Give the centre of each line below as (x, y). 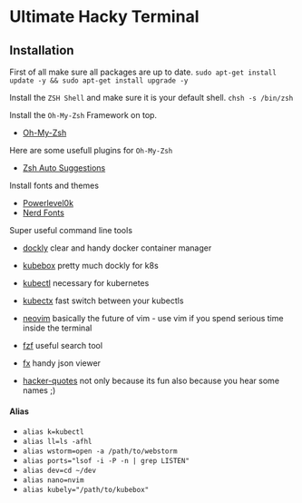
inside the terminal (57, 328)
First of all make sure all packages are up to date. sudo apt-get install (143, 72)
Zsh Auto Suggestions (64, 168)
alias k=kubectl (53, 432)
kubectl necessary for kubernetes (86, 283)
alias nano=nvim (53, 480)
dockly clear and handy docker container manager (117, 248)
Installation (42, 50)
